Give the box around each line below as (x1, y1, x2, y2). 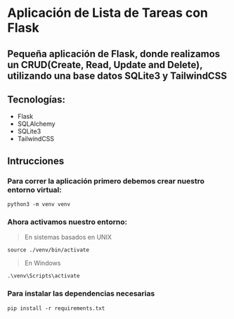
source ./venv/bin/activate (7, 247, 90, 254)
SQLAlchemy (17, 119, 56, 128)
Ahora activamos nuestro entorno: (7, 217, 128, 226)
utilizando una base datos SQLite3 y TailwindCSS (7, 70, 227, 82)
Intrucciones (7, 155, 65, 167)
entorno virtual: (7, 185, 62, 195)
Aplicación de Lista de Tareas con (7, 5, 209, 21)
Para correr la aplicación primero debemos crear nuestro (7, 176, 205, 185)
